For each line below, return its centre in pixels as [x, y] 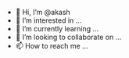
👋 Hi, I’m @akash [43, 12]
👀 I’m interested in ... [48, 20]
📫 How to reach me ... [52, 46]
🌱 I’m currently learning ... [57, 29]
